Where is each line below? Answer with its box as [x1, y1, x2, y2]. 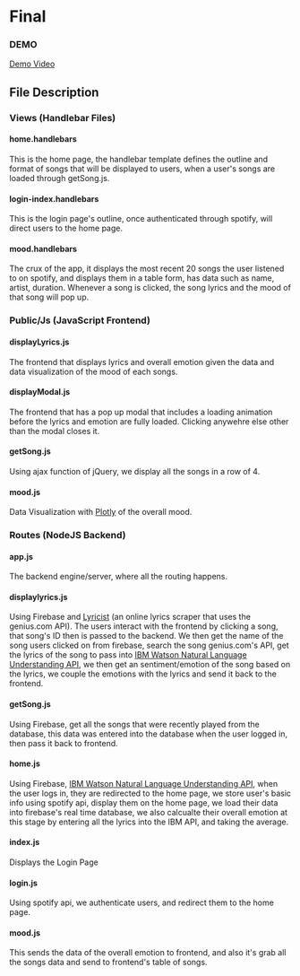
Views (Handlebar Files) [9, 111, 116, 124]
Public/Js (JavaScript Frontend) [9, 314, 150, 327]
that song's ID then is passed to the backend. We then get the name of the [9, 631, 284, 641]
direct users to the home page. [9, 222, 124, 234]
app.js [9, 551, 34, 562]
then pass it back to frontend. [9, 737, 118, 748]
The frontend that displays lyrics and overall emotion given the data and [9, 356, 275, 367]
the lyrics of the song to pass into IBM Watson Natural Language [9, 649, 248, 660]
